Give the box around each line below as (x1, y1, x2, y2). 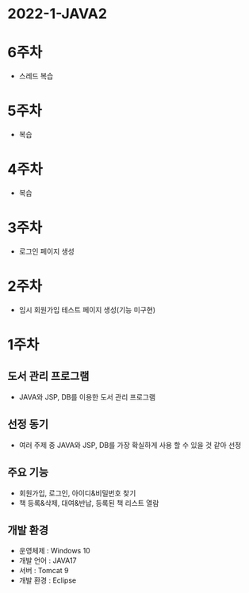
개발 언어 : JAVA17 (18, 556, 77, 565)
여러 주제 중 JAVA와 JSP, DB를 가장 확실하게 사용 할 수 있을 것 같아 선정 (18, 440, 242, 450)
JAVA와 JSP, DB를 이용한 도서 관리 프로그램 (18, 392, 156, 401)
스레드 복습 (18, 71, 54, 81)
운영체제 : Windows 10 (18, 546, 90, 556)
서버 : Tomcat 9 (18, 566, 69, 576)
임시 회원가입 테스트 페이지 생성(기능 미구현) (18, 304, 156, 314)
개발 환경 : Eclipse (18, 576, 77, 585)
